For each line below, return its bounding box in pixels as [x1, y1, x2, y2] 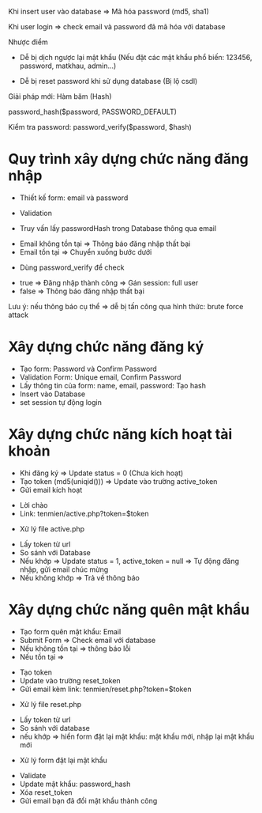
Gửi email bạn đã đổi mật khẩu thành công [19, 796, 158, 805]
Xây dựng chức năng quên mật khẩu [8, 601, 250, 618]
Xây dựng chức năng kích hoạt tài [8, 425, 233, 444]
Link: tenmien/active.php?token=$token [19, 509, 149, 518]
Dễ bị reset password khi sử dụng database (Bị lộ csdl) [19, 77, 198, 85]
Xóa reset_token [19, 787, 73, 797]
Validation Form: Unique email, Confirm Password [19, 372, 182, 382]
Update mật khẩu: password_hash [19, 779, 131, 788]
